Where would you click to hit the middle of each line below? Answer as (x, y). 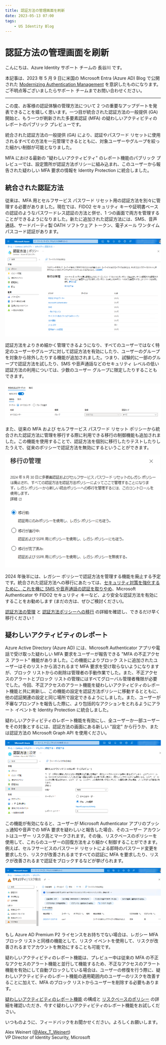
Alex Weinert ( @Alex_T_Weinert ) (38, 1032)
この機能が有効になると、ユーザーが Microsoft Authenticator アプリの (76, 823)
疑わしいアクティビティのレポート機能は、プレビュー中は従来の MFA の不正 (82, 958)
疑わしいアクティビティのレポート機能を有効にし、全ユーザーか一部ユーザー (83, 721)
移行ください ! (19, 618)
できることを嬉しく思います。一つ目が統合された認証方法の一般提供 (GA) (83, 112)
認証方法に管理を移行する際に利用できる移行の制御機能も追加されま (91, 435)
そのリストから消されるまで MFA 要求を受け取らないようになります (91, 667)
